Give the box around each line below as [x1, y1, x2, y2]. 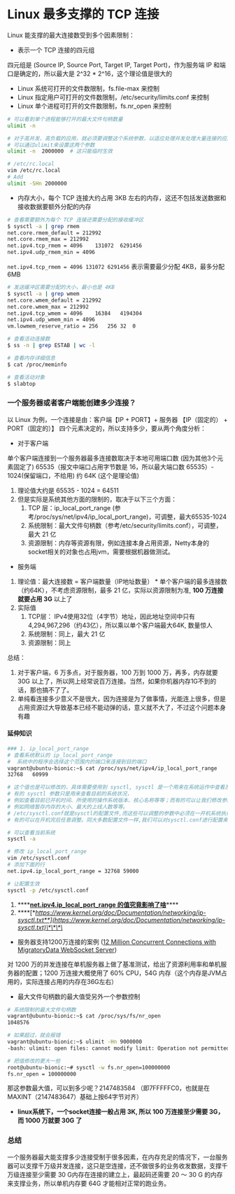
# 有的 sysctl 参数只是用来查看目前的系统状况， [7, 790, 133, 798]
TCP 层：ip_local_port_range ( [27, 503, 115, 512]
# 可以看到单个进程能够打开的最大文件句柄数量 [7, 115, 124, 122]
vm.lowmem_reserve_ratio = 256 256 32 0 [7, 323, 136, 330]
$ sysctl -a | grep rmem [7, 223, 80, 230]
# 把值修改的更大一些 [7, 1058, 61, 1065]
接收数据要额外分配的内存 [17, 202, 92, 211]
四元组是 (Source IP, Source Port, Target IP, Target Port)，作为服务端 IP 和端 [7, 60, 226, 69]
